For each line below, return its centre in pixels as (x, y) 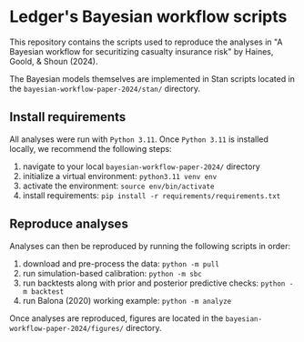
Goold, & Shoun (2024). (54, 61)
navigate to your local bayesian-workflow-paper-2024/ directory (142, 166)
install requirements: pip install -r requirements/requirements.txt (152, 195)
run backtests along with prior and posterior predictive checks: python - (158, 283)
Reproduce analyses (69, 224)
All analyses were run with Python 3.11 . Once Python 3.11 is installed (139, 139)
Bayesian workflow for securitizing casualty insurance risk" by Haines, (142, 51)
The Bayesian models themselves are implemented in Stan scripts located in (152, 78)
